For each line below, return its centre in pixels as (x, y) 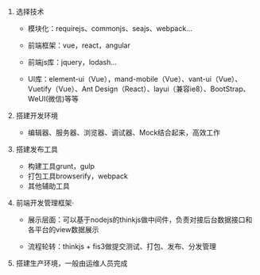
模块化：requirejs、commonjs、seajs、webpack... (110, 29)
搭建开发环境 (37, 116)
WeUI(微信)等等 (53, 99)
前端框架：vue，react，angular (79, 45)
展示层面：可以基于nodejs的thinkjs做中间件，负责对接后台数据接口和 (140, 220)
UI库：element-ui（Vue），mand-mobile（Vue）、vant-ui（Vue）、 (135, 79)
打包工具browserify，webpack (78, 176)
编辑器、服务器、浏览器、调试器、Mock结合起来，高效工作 (124, 132)
